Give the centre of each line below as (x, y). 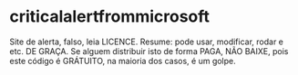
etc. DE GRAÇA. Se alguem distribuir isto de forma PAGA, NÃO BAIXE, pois (149, 51)
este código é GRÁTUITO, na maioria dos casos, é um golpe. (123, 61)
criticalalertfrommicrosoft (110, 17)
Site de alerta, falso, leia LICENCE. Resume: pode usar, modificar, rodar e (147, 42)
